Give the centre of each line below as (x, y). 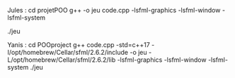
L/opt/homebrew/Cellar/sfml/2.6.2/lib (62, 60)
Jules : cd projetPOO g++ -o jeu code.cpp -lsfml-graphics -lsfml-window (114, 10)
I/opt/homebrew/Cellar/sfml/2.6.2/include (68, 52)
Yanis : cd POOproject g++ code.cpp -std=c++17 (79, 45)
